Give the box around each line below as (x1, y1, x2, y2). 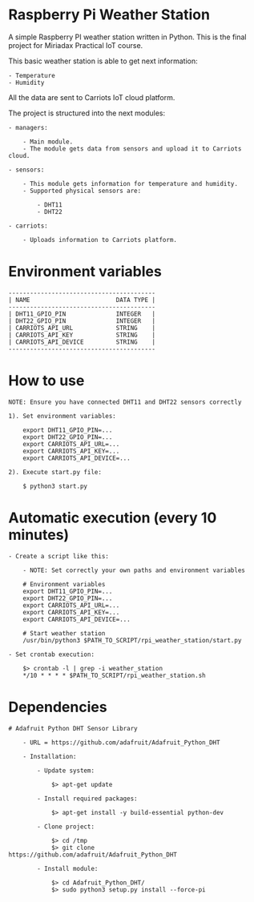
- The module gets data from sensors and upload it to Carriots (22, 144, 242, 153)
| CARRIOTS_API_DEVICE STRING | (8, 338, 156, 346)
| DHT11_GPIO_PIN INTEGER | (8, 310, 156, 318)
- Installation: (22, 752, 78, 760)
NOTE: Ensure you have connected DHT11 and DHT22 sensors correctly (8, 398, 242, 406)
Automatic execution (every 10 (8, 509, 217, 526)
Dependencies (8, 698, 107, 716)
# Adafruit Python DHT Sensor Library (8, 724, 138, 732)
